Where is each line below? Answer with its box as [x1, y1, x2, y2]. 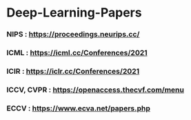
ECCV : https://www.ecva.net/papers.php [6, 103, 151, 113]
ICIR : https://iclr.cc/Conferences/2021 [6, 66, 140, 76]
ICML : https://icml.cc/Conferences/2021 [6, 48, 148, 58]
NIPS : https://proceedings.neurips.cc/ [6, 30, 140, 39]
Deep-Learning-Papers [6, 5, 142, 21]
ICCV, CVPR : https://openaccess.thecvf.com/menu [6, 85, 184, 94]
